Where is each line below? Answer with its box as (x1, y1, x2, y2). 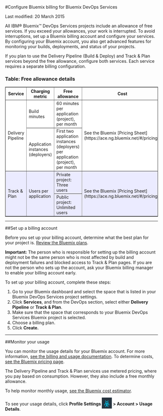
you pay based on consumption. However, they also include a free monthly (5, 373, 155, 379)
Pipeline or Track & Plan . (12, 304, 63, 310)
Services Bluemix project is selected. (12, 315, 86, 321)
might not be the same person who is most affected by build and (5, 254, 134, 260)
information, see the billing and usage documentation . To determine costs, (5, 354, 154, 360)
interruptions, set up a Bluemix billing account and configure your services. (5, 34, 155, 39)
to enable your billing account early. (5, 270, 77, 276)
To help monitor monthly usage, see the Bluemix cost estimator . (5, 388, 132, 394)
